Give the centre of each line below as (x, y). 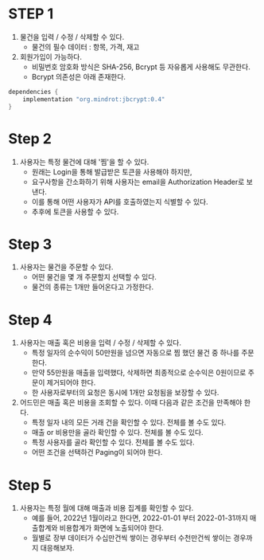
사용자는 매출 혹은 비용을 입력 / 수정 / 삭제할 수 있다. (100, 343)
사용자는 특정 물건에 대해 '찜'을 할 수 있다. (84, 162)
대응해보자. (57, 548)
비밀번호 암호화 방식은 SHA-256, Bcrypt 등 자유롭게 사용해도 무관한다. (141, 67)
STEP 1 (31, 14)
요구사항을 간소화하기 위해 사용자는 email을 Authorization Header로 (138, 182)
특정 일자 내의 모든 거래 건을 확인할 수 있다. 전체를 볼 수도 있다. (129, 422)
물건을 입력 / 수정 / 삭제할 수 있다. (72, 37)
